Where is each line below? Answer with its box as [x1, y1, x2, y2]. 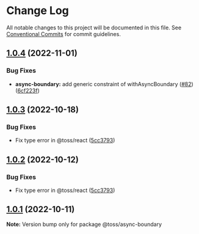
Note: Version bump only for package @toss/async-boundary [6, 221, 162, 228]
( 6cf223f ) [15, 87, 40, 94]
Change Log [6, 4, 69, 18]
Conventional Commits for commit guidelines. [6, 30, 121, 37]
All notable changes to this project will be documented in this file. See [6, 24, 182, 31]
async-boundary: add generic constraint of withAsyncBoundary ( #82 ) [15, 80, 194, 87]
